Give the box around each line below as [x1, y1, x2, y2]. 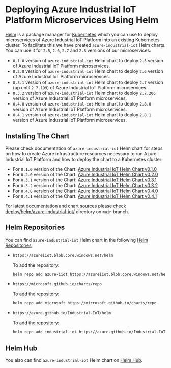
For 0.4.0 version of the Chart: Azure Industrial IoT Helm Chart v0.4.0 [12, 188, 158, 194]
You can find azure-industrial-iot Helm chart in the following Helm [5, 236, 149, 243]
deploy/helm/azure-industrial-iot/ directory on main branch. [5, 208, 129, 215]
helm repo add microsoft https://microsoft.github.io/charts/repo [12, 301, 157, 306]
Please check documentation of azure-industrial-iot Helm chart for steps [5, 145, 163, 151]
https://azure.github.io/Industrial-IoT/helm [12, 311, 111, 316]
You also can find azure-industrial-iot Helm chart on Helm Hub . [5, 357, 143, 363]
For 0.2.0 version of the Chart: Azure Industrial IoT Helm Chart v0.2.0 [12, 171, 158, 177]
